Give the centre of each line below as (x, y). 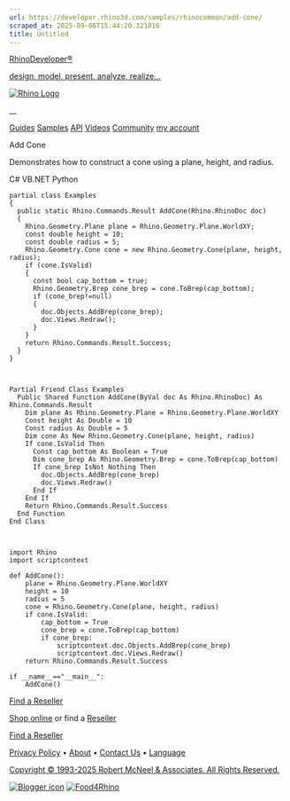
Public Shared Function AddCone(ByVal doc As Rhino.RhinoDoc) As (140, 397)
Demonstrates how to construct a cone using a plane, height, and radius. (141, 162)
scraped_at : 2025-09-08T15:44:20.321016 (85, 26)
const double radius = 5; (73, 242)
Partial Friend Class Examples (67, 390)
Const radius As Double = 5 (76, 428)
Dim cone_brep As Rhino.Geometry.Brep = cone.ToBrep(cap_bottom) (155, 459)
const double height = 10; (75, 235)
